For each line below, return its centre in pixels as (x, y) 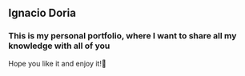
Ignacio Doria (42, 13)
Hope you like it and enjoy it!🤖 (57, 63)
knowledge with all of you (59, 46)
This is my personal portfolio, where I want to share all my (122, 36)
